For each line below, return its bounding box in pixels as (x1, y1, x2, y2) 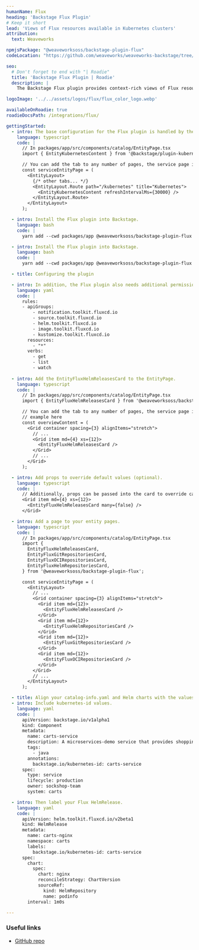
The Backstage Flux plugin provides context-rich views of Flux (17, 86, 179, 92)
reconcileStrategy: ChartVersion (37, 877, 120, 883)
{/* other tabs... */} (32, 178, 89, 184)
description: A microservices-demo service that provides (27, 739, 174, 745)
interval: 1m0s (27, 899, 65, 905)
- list (32, 359, 49, 366)
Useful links (6, 924, 41, 932)
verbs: (27, 348, 44, 354)
